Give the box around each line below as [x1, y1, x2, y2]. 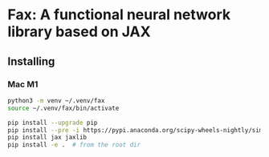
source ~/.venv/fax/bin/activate [7, 104, 120, 112]
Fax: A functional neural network [7, 6, 231, 24]
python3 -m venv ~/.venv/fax [7, 96, 105, 105]
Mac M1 [7, 78, 39, 90]
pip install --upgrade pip [7, 119, 98, 127]
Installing [7, 54, 55, 68]
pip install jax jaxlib [7, 134, 88, 142]
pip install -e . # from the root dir [7, 141, 141, 149]
